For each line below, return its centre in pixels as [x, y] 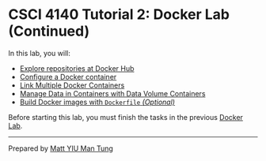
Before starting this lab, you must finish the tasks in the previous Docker [126, 117]
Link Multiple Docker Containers [72, 85]
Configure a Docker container [68, 77]
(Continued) [49, 31]
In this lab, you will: [40, 53]
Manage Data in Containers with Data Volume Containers [112, 93]
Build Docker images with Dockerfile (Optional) [97, 102]
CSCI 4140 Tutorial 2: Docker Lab [119, 15]
